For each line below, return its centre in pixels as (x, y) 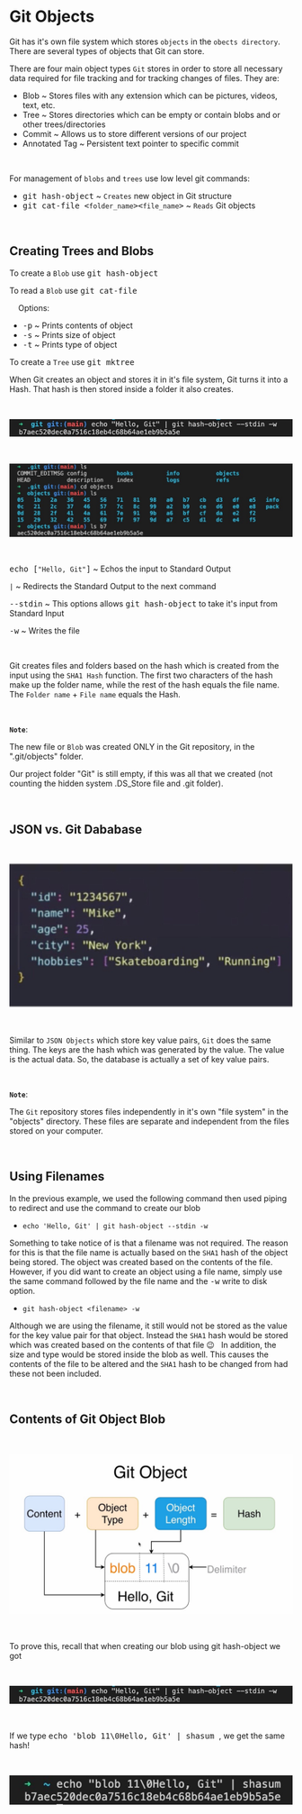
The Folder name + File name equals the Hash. (95, 695)
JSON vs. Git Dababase (75, 830)
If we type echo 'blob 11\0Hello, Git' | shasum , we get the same (147, 1736)
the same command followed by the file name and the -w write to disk (138, 1281)
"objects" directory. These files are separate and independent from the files (149, 1121)
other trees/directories (64, 124)
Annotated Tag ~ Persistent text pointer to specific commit (131, 143)
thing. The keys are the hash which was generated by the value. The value (147, 1049)
